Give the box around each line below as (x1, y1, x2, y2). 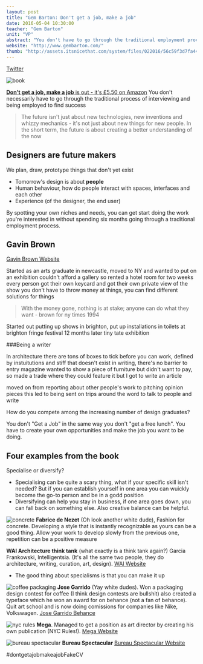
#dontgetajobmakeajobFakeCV (6, 651, 83, 659)
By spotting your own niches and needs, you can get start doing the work (6, 209, 189, 216)
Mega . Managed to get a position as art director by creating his (36, 621, 194, 628)
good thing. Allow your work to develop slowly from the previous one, (6, 529, 179, 537)
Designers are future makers (6, 150, 117, 161)
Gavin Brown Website (6, 255, 60, 263)
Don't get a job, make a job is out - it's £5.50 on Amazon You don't (6, 89, 173, 96)
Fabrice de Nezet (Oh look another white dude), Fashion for (36, 516, 185, 523)
